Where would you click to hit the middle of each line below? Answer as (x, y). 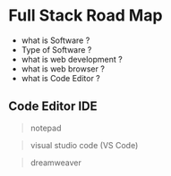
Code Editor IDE (53, 107)
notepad (46, 128)
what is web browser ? (63, 69)
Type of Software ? (56, 49)
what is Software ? (56, 40)
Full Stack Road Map (85, 16)
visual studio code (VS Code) (84, 145)
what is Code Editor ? (60, 78)
